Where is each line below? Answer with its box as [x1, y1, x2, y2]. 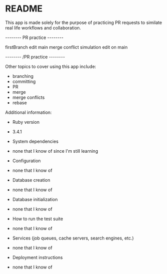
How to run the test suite [12, 216, 63, 222]
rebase [12, 99, 27, 105]
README [5, 3, 43, 14]
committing [12, 78, 36, 84]
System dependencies [12, 138, 59, 144]
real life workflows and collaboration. [5, 24, 81, 30]
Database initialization [12, 196, 58, 202]
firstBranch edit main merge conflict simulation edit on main [5, 44, 128, 50]
